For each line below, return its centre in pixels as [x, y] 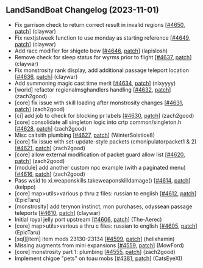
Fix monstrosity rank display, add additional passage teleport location [102, 70]
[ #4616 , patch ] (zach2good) [50, 174]
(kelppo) [25, 187]
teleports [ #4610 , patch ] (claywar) [57, 212]
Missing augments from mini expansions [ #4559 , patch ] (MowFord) [99, 245]
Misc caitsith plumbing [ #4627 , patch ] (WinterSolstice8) [85, 135]
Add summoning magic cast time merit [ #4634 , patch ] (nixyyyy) [95, 83]
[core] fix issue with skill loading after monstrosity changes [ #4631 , [99, 103]
